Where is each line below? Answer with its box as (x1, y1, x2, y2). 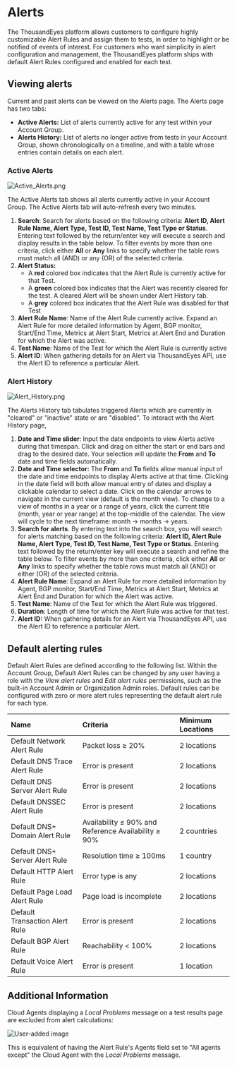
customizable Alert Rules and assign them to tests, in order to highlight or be (7, 35, 230, 43)
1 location (179, 961, 213, 971)
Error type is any (82, 871, 138, 881)
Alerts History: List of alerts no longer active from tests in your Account (17, 133, 227, 141)
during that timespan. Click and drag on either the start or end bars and (17, 442, 226, 451)
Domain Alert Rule (11, 830, 71, 840)
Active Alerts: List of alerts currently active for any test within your (17, 118, 213, 126)
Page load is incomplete (82, 892, 162, 902)
